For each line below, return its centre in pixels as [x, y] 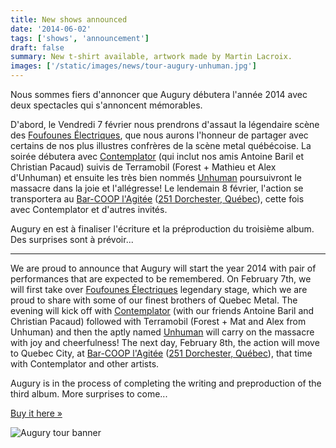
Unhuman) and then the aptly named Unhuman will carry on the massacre [162, 332]
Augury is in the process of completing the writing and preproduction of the [166, 383]
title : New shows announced [69, 19]
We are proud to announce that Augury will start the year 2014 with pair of [163, 268]
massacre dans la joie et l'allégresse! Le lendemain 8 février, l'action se [157, 188]
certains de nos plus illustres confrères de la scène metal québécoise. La [161, 145]
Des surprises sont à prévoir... [72, 239]
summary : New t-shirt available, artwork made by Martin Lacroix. [151, 57]
